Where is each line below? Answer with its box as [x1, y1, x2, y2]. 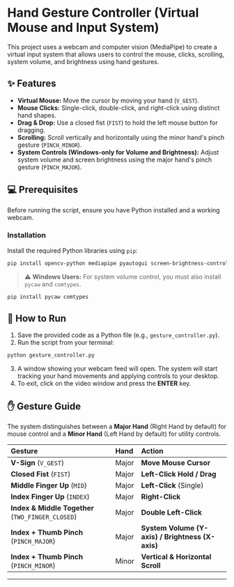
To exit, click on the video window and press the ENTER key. [17, 379, 192, 388]
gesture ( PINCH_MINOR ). [17, 141, 82, 149]
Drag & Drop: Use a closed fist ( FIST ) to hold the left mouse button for [17, 118, 218, 127]
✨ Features [7, 78, 56, 90]
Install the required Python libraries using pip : [7, 246, 138, 255]
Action [141, 446, 164, 456]
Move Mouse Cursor [141, 458, 211, 468]
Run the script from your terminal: [17, 338, 115, 347]
